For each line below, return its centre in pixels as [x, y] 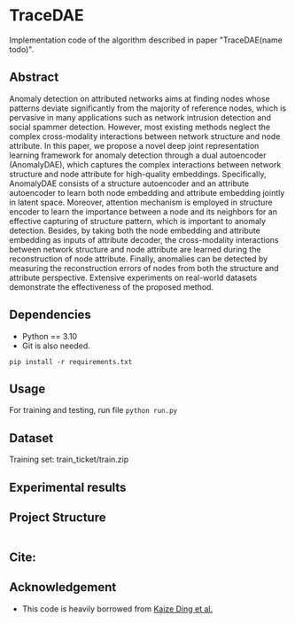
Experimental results [68, 487]
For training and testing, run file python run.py [93, 410]
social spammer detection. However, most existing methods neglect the [140, 127]
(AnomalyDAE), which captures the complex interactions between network [145, 164]
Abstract [34, 78]
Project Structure [58, 517]
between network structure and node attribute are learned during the [135, 249]
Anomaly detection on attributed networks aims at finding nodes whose [140, 98]
